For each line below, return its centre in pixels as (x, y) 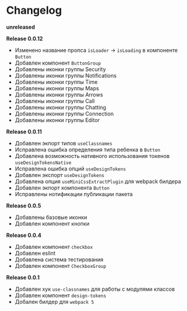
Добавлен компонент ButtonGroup (58, 63)
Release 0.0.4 (24, 235)
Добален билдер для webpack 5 (54, 301)
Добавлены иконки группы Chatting (60, 107)
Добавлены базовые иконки (51, 217)
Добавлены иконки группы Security (60, 69)
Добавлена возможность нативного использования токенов (92, 155)
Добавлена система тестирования (59, 259)
